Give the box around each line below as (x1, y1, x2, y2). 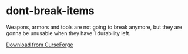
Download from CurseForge (6, 41, 73, 48)
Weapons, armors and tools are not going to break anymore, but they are (6, 23, 183, 31)
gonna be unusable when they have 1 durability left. (6, 29, 131, 36)
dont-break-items (6, 4, 95, 18)
